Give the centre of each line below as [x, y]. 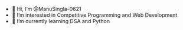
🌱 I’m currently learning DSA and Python [61, 21]
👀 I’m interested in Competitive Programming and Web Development [94, 15]
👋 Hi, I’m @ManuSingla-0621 [46, 9]
